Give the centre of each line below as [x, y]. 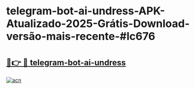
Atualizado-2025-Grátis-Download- [98, 24]
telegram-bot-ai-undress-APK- [85, 11]
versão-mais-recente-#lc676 [81, 36]
